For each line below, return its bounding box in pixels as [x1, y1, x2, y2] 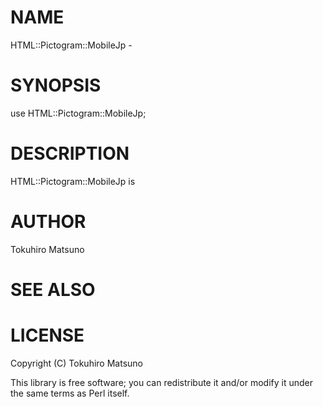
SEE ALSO [10, 278, 96, 301]
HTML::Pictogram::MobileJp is [10, 175, 136, 187]
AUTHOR [10, 211, 87, 233]
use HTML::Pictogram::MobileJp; [10, 107, 147, 119]
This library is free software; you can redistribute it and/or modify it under [10, 376, 314, 388]
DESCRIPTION [10, 142, 130, 165]
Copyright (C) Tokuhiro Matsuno [10, 357, 143, 369]
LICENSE [10, 324, 85, 347]
